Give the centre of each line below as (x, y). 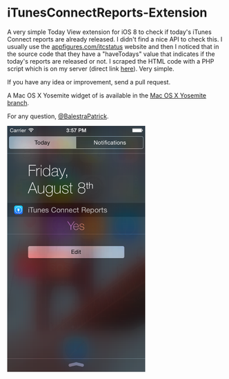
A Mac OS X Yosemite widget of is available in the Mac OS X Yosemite (107, 95)
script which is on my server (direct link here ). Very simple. (91, 68)
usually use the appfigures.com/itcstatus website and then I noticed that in (113, 46)
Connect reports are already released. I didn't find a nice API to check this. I (115, 39)
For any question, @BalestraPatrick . (58, 116)
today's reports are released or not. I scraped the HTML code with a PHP (111, 61)
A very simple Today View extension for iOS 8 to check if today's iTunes (109, 32)
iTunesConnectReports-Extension (107, 13)
